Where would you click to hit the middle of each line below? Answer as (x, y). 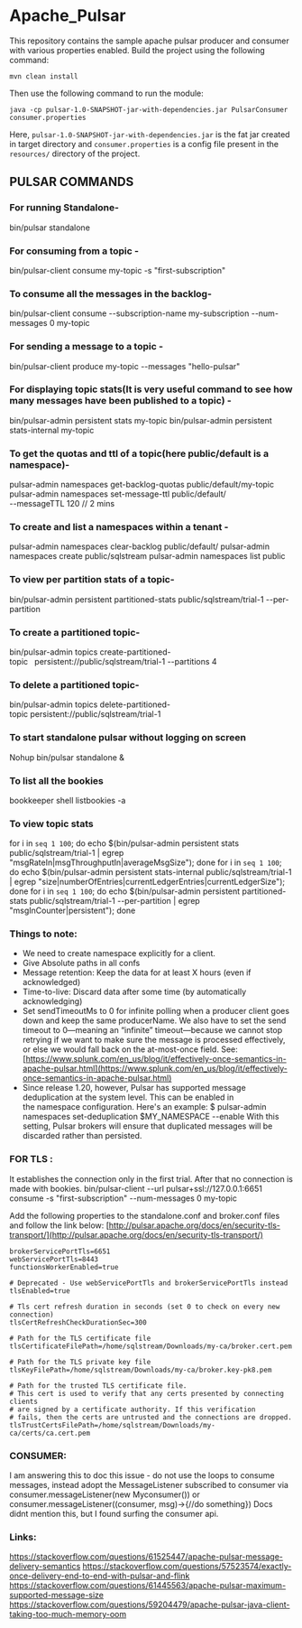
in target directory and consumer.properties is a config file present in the (144, 144)
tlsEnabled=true (40, 1291)
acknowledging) (52, 1001)
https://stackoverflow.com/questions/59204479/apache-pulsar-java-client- (150, 1605)
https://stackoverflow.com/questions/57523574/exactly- (187, 1567)
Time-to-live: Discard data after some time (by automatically (134, 992)
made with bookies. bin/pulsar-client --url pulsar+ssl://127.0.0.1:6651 (136, 1188)
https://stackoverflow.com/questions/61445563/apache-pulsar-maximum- (148, 1586)
